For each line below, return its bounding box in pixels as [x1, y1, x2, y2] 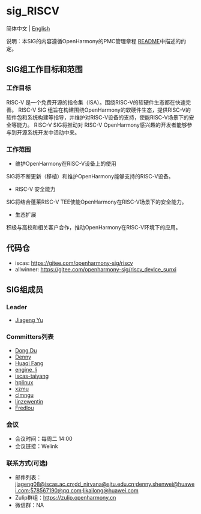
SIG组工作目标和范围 [6, 64, 83, 74]
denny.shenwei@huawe [136, 480, 195, 488]
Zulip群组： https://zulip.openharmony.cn [14, 494, 116, 501]
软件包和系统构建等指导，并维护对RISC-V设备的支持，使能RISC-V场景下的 [6, 113, 189, 121]
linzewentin [14, 398, 44, 405]
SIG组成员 [6, 285, 44, 295]
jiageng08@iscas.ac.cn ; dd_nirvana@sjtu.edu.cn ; [14, 480, 136, 488]
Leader [6, 303, 28, 312]
